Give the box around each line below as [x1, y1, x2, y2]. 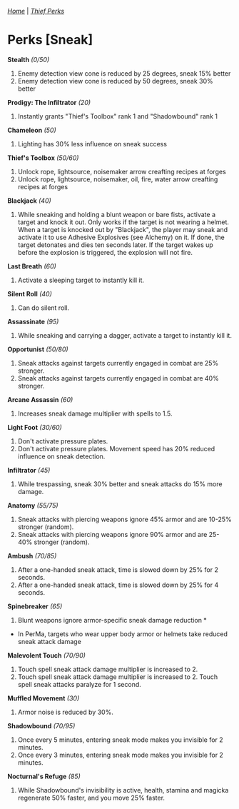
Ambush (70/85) [7, 551, 57, 560]
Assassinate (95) [7, 317, 59, 326]
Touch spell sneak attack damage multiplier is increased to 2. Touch [17, 672, 218, 681]
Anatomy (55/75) [7, 501, 59, 510]
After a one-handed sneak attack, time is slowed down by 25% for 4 [17, 581, 219, 589]
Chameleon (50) [7, 126, 57, 134]
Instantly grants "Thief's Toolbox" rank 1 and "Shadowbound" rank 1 [17, 111, 218, 121]
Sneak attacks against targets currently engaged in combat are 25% [17, 358, 219, 367]
